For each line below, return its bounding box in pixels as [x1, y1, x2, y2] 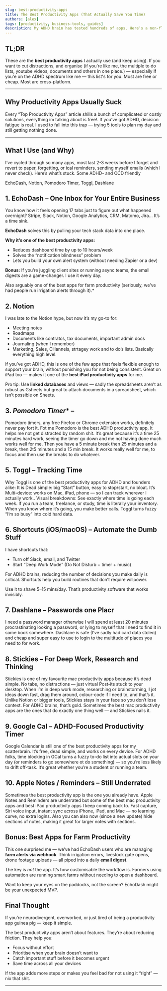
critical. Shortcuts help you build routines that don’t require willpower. [5, 576, 148, 582]
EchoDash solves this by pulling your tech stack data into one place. [5, 228, 146, 234]
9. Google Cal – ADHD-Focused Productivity [5, 722, 144, 731]
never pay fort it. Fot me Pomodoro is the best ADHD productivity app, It [5, 425, 153, 431]
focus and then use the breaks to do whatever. [5, 452, 100, 457]
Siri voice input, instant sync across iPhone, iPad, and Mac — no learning [5, 808, 155, 814]
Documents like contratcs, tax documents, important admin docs [12, 335, 145, 342]
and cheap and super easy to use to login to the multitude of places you [5, 635, 153, 641]
